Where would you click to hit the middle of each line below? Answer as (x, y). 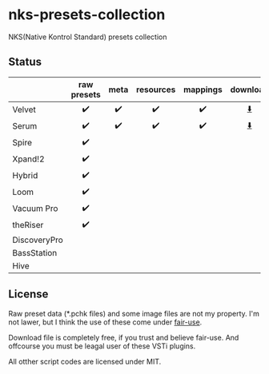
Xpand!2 (29, 159)
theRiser (28, 225)
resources (156, 90)
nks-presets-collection (87, 15)
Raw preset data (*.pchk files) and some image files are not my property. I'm (134, 313)
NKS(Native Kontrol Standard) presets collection (88, 37)
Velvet (24, 109)
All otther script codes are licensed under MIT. (85, 361)
